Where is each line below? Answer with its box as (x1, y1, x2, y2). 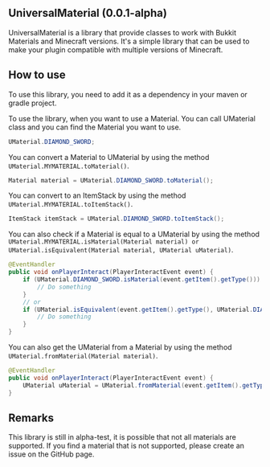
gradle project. (8, 98, 57, 108)
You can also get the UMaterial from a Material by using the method (8, 342, 232, 352)
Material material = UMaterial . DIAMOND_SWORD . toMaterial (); (8, 176, 215, 184)
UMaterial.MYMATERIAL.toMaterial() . (8, 161, 130, 170)
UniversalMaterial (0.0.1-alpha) (8, 6, 167, 20)
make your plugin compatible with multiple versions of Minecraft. (8, 44, 223, 55)
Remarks (8, 411, 55, 424)
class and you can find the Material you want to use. (8, 122, 182, 132)
